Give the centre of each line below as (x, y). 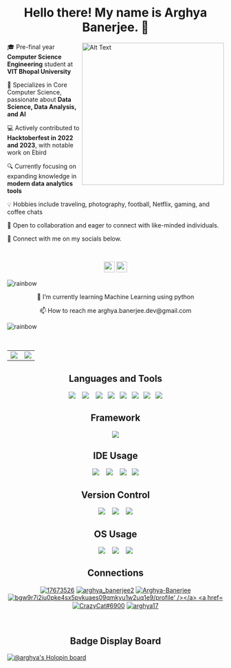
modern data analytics (40, 183)
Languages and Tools (115, 379)
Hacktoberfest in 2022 (40, 138)
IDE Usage (115, 455)
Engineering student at (40, 64)
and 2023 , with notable (41, 145)
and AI (16, 114)
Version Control (115, 495)
